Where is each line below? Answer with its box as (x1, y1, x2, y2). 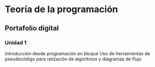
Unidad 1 (5, 39, 27, 46)
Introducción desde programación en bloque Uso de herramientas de (5, 50, 150, 56)
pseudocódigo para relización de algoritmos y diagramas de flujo (5, 56, 142, 62)
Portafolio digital (5, 24, 59, 32)
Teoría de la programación (5, 4, 118, 15)
